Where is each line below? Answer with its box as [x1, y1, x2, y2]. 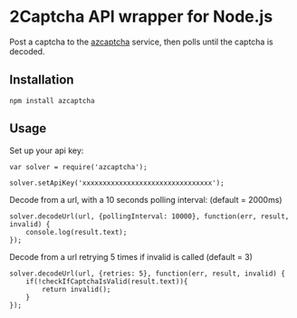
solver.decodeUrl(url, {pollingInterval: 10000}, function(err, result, [9, 211, 290, 221]
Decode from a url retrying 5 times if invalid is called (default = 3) [9, 251, 254, 262]
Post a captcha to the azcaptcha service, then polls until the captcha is [9, 36, 273, 47]
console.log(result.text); [25, 227, 128, 236]
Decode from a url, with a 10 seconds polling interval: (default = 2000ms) [9, 194, 283, 205]
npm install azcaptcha [9, 96, 95, 105]
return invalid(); [42, 284, 111, 294]
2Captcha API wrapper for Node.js [9, 6, 273, 27]
